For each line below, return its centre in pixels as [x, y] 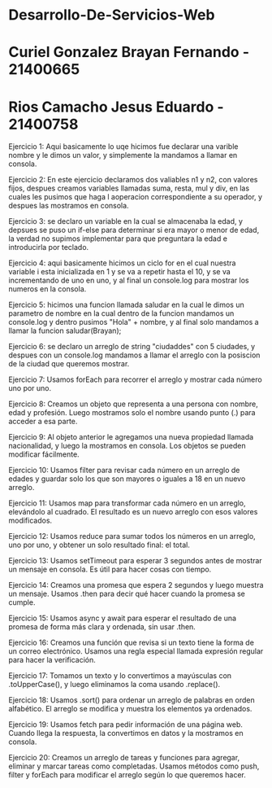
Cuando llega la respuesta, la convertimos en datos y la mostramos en [126, 733]
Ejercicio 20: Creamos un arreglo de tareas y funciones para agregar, [124, 758]
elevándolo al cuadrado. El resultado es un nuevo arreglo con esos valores [133, 512]
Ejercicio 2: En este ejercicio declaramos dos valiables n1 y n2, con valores [133, 180]
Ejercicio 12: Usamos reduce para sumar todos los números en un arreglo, [132, 536]
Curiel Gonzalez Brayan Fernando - [129, 53]
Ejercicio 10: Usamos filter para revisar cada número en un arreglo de [124, 471]
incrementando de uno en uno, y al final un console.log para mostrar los [129, 280]
